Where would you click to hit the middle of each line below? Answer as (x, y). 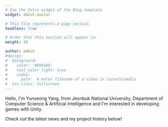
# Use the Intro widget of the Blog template (54, 10)
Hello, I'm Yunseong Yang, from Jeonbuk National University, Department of (84, 98)
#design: (14, 56)
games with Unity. (24, 109)
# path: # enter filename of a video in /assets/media (71, 79)
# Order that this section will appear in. (52, 38)
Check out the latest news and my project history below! (64, 119)
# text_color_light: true (36, 70)
